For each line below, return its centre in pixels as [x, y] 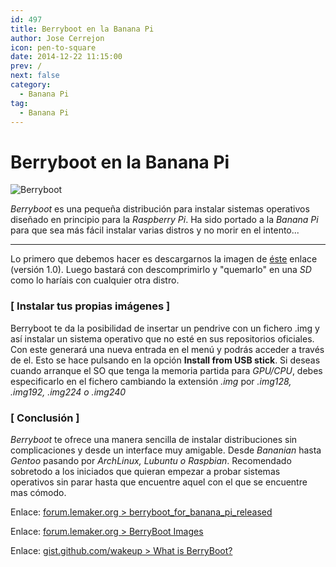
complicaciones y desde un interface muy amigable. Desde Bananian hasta [166, 450]
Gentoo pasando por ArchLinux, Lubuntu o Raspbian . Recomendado [151, 460]
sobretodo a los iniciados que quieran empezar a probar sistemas [145, 471]
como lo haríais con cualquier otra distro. [95, 280]
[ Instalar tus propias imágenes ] [90, 306]
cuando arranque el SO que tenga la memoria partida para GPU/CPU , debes [166, 370]
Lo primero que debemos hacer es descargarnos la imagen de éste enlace [164, 259]
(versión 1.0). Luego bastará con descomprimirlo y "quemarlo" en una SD [161, 270]
